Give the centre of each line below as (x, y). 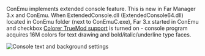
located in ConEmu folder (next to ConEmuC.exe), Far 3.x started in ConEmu (102, 22)
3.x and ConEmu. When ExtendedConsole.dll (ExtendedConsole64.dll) (95, 15)
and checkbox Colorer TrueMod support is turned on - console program (97, 28)
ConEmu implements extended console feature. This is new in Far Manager (101, 9)
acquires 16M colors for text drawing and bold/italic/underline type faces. (99, 35)
